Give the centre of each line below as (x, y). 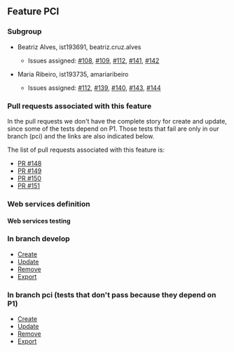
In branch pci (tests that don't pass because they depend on (112, 294)
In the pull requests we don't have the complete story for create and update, (117, 121)
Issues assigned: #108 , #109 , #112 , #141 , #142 (94, 60)
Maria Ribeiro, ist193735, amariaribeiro (73, 74)
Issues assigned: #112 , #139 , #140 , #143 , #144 (94, 88)
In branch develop (39, 239)
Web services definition (49, 204)
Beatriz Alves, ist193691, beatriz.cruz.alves (79, 47)
